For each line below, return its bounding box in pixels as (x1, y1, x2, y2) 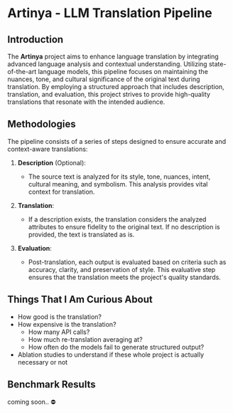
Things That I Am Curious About (7, 293, 153, 305)
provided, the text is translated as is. (28, 230, 135, 239)
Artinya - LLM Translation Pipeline (7, 5, 212, 21)
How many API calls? (28, 328, 90, 336)
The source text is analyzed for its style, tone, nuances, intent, (28, 172, 211, 181)
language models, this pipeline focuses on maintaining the (38, 68, 208, 75)
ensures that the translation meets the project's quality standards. (28, 273, 222, 281)
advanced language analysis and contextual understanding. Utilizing (7, 60, 207, 68)
